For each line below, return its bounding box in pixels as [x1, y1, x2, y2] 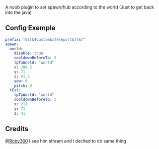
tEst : [9, 88, 21, 93]
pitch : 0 [14, 83, 32, 88]
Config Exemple [5, 24, 56, 32]
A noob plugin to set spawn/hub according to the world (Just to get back [5, 4, 154, 10]
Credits [5, 125, 29, 133]
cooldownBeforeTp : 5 [14, 56, 57, 61]
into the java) [5, 9, 32, 15]
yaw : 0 [14, 78, 28, 83]
